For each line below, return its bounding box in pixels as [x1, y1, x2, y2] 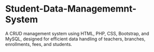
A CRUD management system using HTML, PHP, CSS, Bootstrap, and [5, 30, 149, 36]
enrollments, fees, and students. [5, 41, 72, 47]
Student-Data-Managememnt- [5, 3, 137, 15]
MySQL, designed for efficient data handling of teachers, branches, [5, 36, 145, 42]
